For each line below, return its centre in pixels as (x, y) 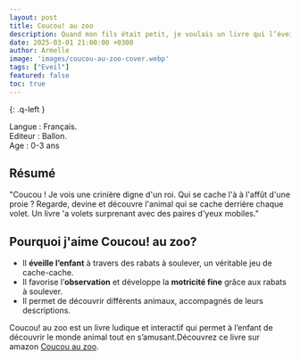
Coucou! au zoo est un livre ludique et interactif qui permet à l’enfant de (142, 328)
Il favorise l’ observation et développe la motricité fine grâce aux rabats (154, 282)
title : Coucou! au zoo (51, 26)
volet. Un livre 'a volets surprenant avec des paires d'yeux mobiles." (134, 214)
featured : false (39, 76)
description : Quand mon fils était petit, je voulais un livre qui (137, 34)
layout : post (33, 17)
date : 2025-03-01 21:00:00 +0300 (71, 42)
